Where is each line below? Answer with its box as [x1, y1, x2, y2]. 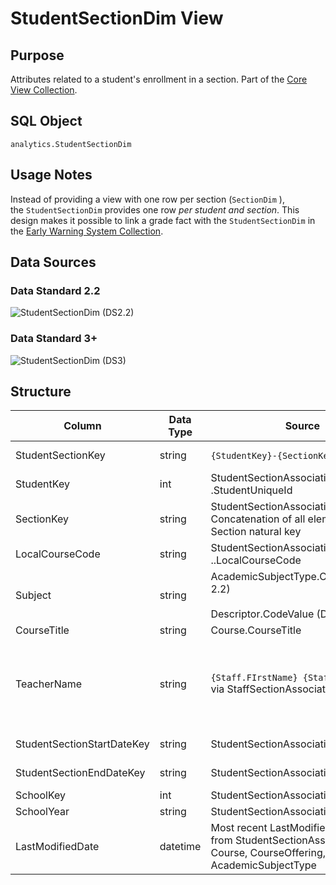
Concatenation [210, 512, 280, 526]
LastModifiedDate [15, 840, 100, 854]
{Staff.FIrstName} [210, 672, 298, 684]
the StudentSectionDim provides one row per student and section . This [10, 203, 300, 216]
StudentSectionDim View [10, 7, 224, 30]
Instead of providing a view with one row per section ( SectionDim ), [10, 193, 285, 205]
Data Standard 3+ [10, 332, 98, 346]
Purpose [10, 47, 65, 64]
